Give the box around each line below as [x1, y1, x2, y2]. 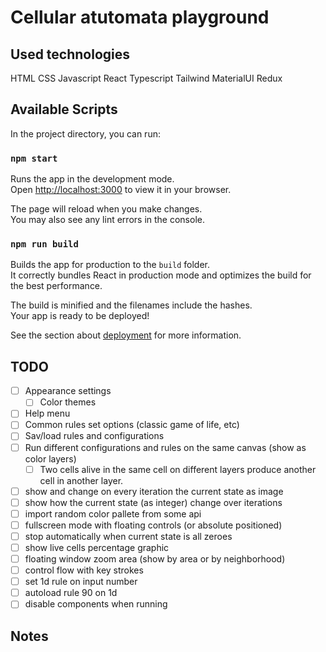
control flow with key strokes [24, 564, 144, 576]
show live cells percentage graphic [24, 541, 170, 553]
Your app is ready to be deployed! [10, 310, 150, 322]
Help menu [24, 407, 71, 420]
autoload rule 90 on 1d [24, 587, 118, 599]
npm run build [10, 239, 79, 250]
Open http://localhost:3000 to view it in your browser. [10, 184, 232, 196]
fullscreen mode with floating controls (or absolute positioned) [24, 519, 283, 531]
